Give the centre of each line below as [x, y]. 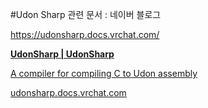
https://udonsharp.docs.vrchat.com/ [85, 34]
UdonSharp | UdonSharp [62, 54]
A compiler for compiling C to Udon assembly [104, 73]
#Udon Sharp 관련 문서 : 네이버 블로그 [86, 14]
